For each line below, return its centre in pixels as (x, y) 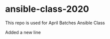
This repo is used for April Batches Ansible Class (55, 23)
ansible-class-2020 (47, 9)
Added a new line (23, 32)
